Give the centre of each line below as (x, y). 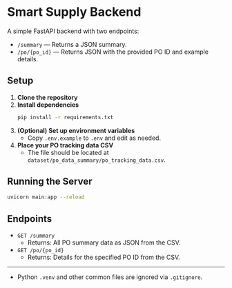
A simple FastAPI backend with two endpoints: (73, 31)
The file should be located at (68, 152)
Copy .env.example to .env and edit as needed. (94, 138)
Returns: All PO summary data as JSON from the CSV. (104, 243)
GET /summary (36, 236)
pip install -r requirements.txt (65, 117)
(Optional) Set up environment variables (76, 130)
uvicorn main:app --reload (46, 197)
